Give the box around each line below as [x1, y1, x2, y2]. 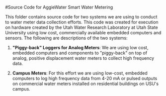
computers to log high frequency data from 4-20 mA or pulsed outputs [12, 76, 158, 81]
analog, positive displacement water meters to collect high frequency [12, 55, 155, 61]
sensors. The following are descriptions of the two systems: [5, 35, 128, 41]
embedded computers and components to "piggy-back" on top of [12, 50, 148, 56]
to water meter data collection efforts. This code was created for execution [5, 19, 159, 25]
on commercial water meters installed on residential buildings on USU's [12, 81, 159, 87]
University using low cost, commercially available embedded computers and [5, 30, 162, 35]
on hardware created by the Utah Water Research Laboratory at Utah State [5, 24, 158, 30]
